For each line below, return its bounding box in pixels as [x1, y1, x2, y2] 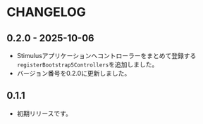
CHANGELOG [6, 4, 86, 20]
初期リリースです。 [16, 109, 72, 118]
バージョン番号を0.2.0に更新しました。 [16, 69, 131, 77]
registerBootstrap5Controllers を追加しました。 [16, 60, 159, 69]
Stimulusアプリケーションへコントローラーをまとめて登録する [16, 52, 197, 60]
